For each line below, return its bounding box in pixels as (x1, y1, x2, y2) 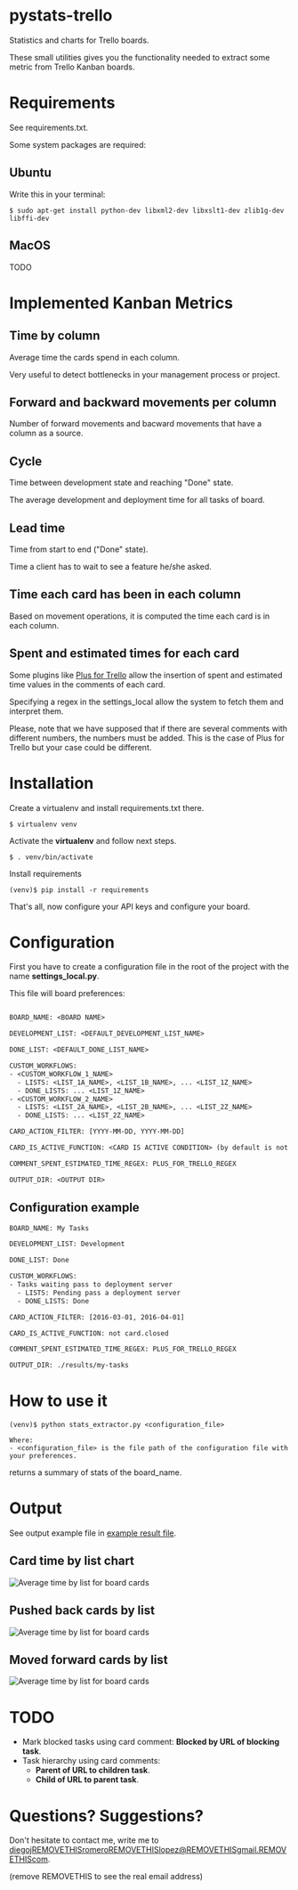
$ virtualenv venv (9, 820, 77, 829)
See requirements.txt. (9, 122, 89, 133)
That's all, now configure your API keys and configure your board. (9, 901, 251, 912)
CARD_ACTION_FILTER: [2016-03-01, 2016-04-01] (9, 1312, 185, 1322)
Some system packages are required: (9, 139, 147, 150)
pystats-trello (9, 5, 113, 26)
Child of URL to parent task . (35, 1774, 140, 1785)
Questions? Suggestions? (9, 1805, 205, 1826)
